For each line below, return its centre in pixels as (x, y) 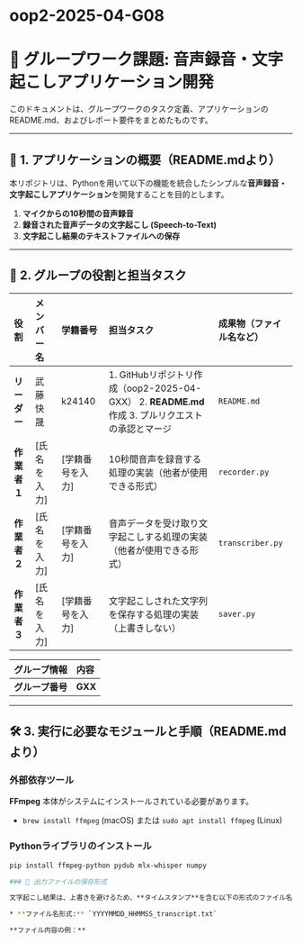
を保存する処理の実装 (154, 614)
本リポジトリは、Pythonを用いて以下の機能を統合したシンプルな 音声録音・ (148, 183)
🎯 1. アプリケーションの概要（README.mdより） (145, 160)
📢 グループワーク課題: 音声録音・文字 (147, 60)
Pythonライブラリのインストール (81, 846)
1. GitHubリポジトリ (151, 375)
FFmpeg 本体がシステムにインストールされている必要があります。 (132, 802)
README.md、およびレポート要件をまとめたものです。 (111, 120)
